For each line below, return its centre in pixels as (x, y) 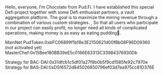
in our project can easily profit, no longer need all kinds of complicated (76, 28)
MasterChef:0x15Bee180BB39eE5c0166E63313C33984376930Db (71, 53)
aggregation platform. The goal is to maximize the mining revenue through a (81, 17)
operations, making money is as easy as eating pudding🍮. (63, 33)
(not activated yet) (24, 47)
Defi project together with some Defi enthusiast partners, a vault (70, 12)
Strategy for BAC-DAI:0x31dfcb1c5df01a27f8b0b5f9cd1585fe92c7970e (76, 62)
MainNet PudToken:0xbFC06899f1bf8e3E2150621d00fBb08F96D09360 (78, 42)
